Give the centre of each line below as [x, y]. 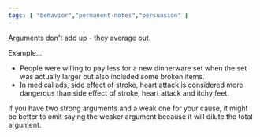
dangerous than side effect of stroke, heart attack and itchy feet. [124, 93]
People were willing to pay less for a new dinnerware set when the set [133, 68]
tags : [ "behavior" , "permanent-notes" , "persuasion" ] [98, 15]
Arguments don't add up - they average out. [80, 38]
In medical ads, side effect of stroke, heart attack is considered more [131, 85]
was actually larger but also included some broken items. [112, 76]
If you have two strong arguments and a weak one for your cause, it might [128, 108]
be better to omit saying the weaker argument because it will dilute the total [131, 116]
